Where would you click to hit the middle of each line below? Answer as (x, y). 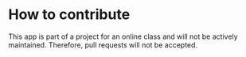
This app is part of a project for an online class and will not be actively (123, 36)
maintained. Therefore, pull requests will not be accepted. (103, 44)
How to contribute (69, 15)
